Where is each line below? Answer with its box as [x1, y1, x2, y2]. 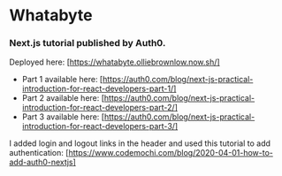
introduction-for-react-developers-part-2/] [21, 103, 179, 113]
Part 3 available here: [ [21, 111, 104, 122]
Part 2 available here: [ [21, 93, 104, 103]
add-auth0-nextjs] [9, 157, 77, 168]
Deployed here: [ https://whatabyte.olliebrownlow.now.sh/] [9, 57, 220, 67]
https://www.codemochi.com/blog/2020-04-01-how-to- [68, 148, 274, 158]
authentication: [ [9, 148, 69, 158]
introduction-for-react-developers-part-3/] [21, 121, 179, 132]
